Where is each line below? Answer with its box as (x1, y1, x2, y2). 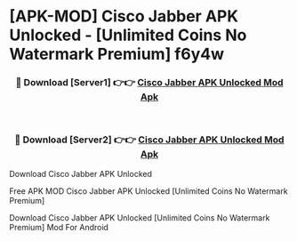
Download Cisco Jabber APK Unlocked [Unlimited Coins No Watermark (9, 212, 270, 223)
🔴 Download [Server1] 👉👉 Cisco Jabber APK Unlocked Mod (15, 76, 284, 89)
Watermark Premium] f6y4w (9, 44, 225, 64)
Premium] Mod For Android (9, 221, 109, 232)
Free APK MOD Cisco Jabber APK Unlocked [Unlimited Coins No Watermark (9, 185, 288, 197)
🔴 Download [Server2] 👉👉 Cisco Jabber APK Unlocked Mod (14, 133, 285, 146)
